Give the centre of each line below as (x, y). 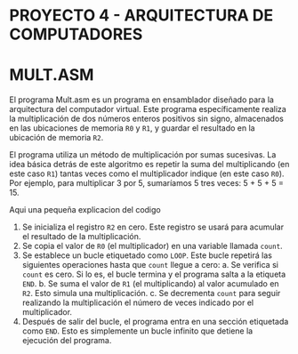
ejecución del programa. (67, 341)
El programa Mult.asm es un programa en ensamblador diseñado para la (141, 100)
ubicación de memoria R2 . (56, 138)
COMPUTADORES (76, 34)
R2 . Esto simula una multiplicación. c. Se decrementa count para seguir (151, 294)
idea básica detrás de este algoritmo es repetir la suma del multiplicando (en (149, 165)
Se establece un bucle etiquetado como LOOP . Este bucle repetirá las (147, 255)
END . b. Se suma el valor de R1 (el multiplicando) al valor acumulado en (150, 284)
